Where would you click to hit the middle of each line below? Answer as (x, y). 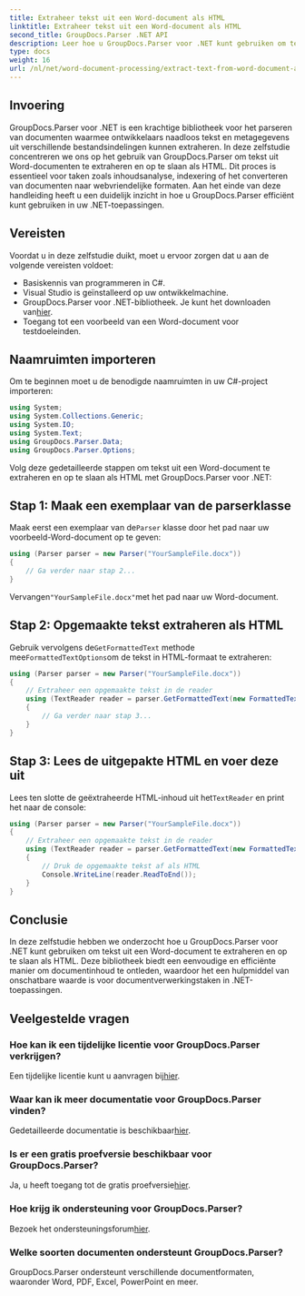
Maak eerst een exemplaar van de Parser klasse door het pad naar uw (139, 528)
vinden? (28, 1110)
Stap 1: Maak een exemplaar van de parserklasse (151, 506)
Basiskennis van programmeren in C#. (94, 282)
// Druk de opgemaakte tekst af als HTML (122, 866)
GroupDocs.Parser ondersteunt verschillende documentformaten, (132, 1272)
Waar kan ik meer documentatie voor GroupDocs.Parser (135, 1099)
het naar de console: (48, 807)
